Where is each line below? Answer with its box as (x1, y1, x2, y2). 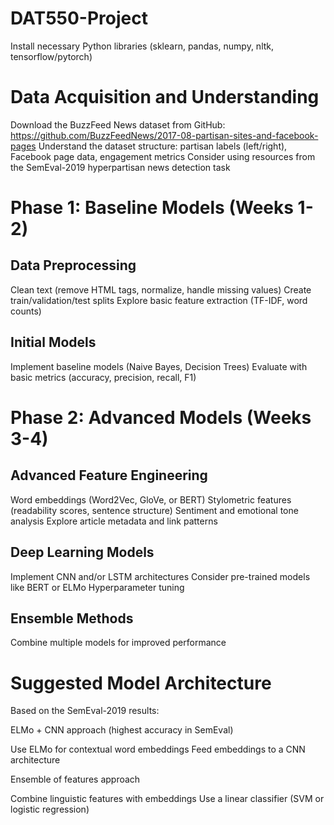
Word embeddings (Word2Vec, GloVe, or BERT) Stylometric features (10, 493, 292, 506)
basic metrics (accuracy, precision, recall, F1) (10, 371, 197, 383)
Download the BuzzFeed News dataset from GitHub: (10, 118, 226, 131)
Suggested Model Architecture (10, 672, 272, 694)
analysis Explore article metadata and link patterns (10, 515, 218, 527)
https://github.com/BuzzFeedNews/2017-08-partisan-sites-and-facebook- (10, 129, 319, 141)
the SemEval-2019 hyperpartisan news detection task (10, 161, 231, 173)
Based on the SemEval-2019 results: (10, 705, 160, 717)
